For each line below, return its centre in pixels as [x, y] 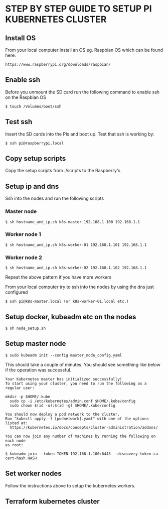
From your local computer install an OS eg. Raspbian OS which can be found [84, 50]
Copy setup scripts [36, 159]
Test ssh [19, 122]
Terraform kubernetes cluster [53, 501]
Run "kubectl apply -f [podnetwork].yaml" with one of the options [77, 419]
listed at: [17, 423]
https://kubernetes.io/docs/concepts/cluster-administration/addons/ [84, 427]
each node [16, 440]
